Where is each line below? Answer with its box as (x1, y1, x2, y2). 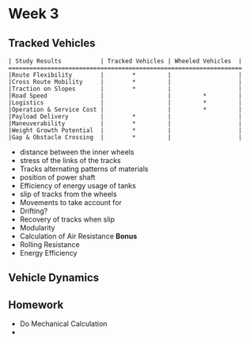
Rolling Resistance (19, 240, 81, 249)
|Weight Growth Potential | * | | (8, 127, 243, 135)
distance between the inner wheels (19, 147, 134, 157)
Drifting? (19, 207, 48, 215)
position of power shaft (19, 173, 96, 182)
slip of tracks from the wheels (19, 189, 117, 199)
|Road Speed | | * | (8, 92, 243, 100)
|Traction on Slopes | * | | (8, 85, 243, 93)
